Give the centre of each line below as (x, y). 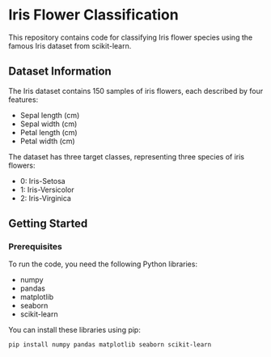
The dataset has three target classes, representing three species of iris (127, 156)
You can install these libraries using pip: (75, 330)
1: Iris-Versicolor (47, 189)
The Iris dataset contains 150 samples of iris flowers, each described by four (136, 91)
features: (23, 100)
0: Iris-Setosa (43, 181)
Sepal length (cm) (50, 115)
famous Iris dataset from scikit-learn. (70, 45)
